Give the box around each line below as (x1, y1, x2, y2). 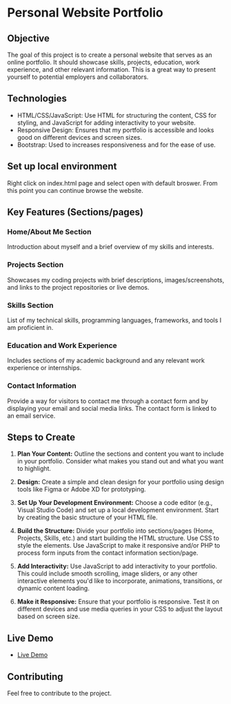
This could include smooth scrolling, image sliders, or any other (17, 569, 198, 578)
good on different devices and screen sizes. (17, 133, 143, 141)
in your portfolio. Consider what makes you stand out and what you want (17, 457, 224, 465)
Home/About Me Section (7, 227, 92, 237)
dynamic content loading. (17, 584, 90, 593)
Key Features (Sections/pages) (7, 206, 143, 219)
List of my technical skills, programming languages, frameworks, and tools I (7, 316, 222, 324)
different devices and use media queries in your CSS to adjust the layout (17, 605, 223, 613)
